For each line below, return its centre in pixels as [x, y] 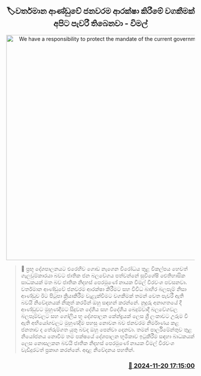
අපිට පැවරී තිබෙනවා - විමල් [100, 24]
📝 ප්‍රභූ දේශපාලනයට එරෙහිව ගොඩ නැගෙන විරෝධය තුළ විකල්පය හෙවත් [104, 268]
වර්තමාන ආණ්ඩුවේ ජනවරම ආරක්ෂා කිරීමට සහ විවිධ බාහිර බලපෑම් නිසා [103, 289]
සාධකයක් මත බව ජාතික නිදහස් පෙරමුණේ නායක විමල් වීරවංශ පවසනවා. [104, 282]
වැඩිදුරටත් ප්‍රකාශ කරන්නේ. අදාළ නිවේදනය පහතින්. [77, 350]
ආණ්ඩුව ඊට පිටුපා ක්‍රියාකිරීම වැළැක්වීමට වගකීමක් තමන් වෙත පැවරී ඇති [102, 296]
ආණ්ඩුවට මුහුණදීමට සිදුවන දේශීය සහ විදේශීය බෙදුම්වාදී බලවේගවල [99, 309]
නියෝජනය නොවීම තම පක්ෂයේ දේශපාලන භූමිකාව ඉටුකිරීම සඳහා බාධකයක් [108, 336]
